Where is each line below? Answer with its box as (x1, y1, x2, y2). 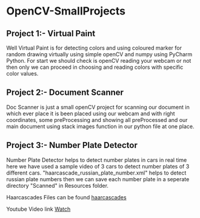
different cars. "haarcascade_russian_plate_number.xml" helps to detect (6, 169, 187, 176)
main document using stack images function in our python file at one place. (6, 123, 195, 130)
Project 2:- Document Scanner (6, 88, 124, 98)
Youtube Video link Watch (6, 205, 71, 213)
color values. (6, 70, 39, 77)
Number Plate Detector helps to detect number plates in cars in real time (6, 156, 187, 164)
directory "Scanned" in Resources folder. (6, 182, 109, 189)
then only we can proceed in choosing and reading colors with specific (6, 63, 184, 71)
